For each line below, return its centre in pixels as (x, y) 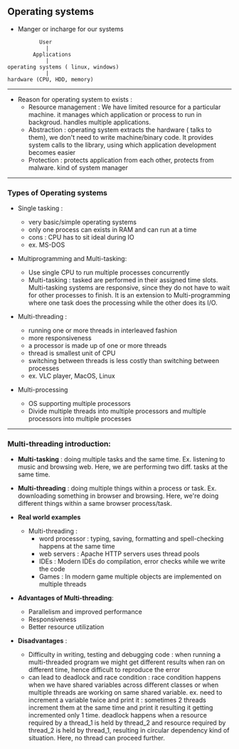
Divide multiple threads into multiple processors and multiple (117, 411)
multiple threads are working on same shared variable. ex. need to (125, 693)
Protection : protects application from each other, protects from (121, 160)
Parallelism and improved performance (85, 612)
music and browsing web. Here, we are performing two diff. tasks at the (123, 467)
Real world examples (49, 517)
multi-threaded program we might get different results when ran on (127, 662)
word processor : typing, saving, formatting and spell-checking (131, 539)
